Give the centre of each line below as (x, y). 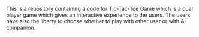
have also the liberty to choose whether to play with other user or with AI (96, 21)
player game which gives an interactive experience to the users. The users (98, 15)
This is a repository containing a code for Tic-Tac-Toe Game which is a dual (100, 9)
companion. (21, 27)
